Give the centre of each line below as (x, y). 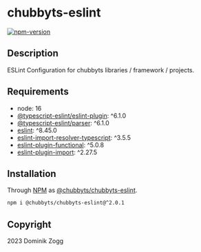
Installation (32, 174)
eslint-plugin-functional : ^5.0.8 (61, 145)
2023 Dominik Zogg (35, 241)
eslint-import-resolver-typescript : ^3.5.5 (74, 137)
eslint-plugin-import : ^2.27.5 (57, 152)
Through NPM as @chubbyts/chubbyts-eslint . (72, 190)
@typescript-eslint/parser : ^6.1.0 (63, 123)
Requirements (38, 92)
